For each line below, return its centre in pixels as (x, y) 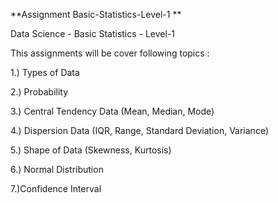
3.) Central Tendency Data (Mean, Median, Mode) (112, 111)
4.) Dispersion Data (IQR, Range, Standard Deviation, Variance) (139, 130)
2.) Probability (39, 92)
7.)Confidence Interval (56, 188)
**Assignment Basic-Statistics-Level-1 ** (96, 14)
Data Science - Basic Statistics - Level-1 (93, 33)
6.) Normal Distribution (57, 169)
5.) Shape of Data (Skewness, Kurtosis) (91, 150)
